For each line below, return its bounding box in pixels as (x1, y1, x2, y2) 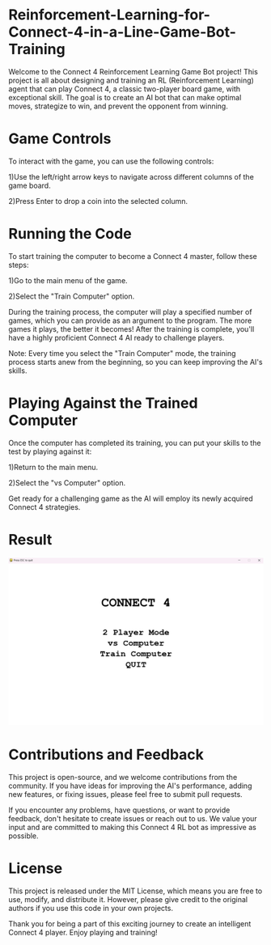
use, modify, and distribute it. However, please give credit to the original (8, 894, 248, 904)
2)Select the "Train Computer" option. (8, 291, 135, 301)
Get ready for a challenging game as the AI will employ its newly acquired (8, 494, 253, 503)
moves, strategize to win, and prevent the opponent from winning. (8, 101, 228, 111)
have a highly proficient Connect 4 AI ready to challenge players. (8, 333, 225, 342)
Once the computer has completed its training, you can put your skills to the (8, 438, 261, 447)
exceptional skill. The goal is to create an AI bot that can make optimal (8, 92, 242, 102)
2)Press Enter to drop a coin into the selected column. (8, 196, 188, 206)
